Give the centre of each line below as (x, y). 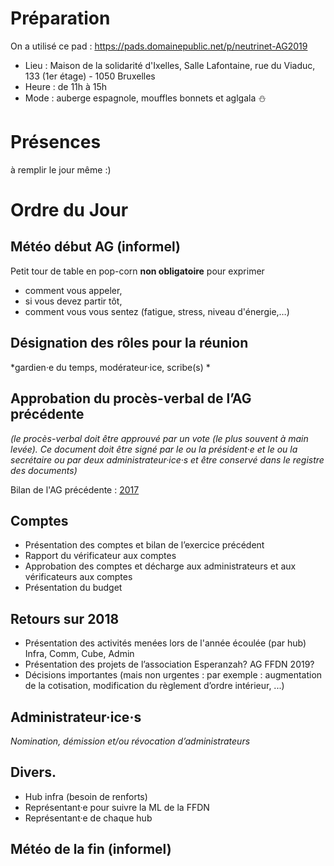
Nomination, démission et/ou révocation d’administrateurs (130, 741)
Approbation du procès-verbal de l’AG (131, 398)
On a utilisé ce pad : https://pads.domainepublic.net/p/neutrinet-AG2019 (159, 46)
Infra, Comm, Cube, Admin (79, 654)
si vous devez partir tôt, (73, 301)
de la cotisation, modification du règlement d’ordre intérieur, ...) (154, 686)
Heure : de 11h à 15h (66, 86)
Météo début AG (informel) (96, 247)
